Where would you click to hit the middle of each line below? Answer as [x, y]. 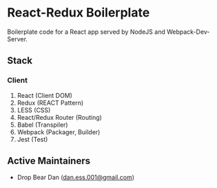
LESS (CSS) [34, 110]
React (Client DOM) [44, 95]
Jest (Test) [32, 139]
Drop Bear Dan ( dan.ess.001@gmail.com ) [76, 178]
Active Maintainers [49, 161]
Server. [17, 39]
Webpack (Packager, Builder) [59, 132]
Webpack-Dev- [188, 32]
